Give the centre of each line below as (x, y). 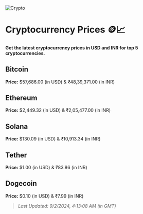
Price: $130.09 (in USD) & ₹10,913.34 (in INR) (53, 139)
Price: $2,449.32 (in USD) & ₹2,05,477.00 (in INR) (58, 110)
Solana (17, 126)
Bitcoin (17, 69)
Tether (16, 155)
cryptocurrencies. (25, 53)
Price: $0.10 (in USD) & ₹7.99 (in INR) (44, 196)
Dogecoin (21, 183)
